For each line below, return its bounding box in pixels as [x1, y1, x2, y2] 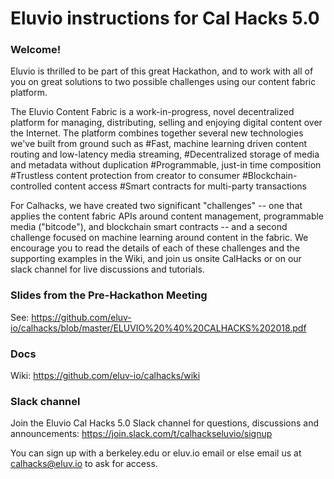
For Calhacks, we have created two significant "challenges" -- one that [10, 200, 303, 212]
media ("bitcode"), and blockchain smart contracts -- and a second [10, 221, 288, 233]
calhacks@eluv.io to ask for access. [10, 458, 158, 470]
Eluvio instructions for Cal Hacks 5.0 [10, 7, 320, 30]
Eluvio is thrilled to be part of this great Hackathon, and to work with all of [10, 65, 314, 77]
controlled [10, 180, 53, 192]
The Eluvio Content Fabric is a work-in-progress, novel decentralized [10, 106, 295, 118]
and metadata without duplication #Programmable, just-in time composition [10, 159, 322, 171]
